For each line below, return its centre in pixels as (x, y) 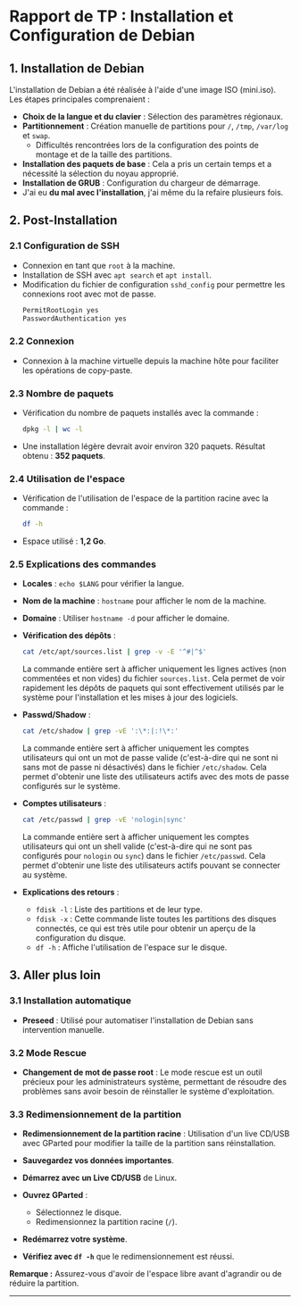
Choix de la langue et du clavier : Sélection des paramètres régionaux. (153, 116)
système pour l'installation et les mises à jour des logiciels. (130, 697)
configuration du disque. (81, 938)
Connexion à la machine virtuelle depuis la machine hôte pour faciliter (150, 361)
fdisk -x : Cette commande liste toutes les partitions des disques (156, 919)
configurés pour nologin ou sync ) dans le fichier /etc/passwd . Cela (144, 856)
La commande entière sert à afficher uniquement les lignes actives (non (154, 669)
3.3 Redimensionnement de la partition (95, 1114)
